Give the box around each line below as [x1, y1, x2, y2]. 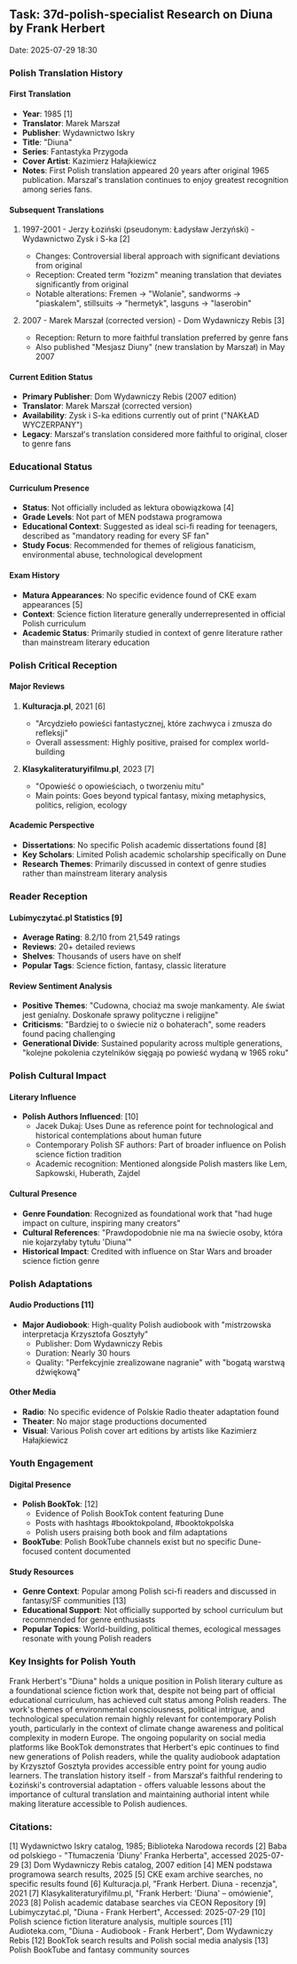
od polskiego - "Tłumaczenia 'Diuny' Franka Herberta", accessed [9, 1849, 246, 1860]
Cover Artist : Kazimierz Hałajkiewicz [21, 155, 157, 166]
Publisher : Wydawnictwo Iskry [21, 127, 136, 138]
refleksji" [35, 728, 68, 738]
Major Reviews [9, 681, 65, 692]
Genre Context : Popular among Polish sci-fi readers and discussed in [21, 1586, 277, 1597]
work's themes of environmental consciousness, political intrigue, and [9, 1704, 265, 1714]
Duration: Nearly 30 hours [35, 1348, 131, 1358]
